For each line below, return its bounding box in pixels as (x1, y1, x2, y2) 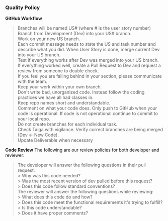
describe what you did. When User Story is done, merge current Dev (17, 47, 160, 53)
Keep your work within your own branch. (17, 84, 102, 90)
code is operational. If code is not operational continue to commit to (17, 111, 158, 117)
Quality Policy (5, 4, 40, 11)
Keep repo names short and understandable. (17, 100, 111, 106)
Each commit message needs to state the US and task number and (17, 41, 156, 47)
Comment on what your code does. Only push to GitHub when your (17, 105, 157, 112)
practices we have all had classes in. (17, 94, 94, 100)
